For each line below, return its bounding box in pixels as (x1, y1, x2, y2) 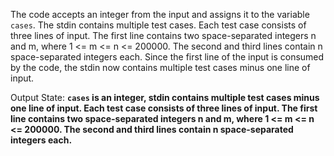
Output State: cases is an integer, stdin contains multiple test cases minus (10, 92, 320, 103)
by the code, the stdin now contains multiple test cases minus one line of (10, 62, 311, 73)
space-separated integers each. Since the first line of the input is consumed (10, 51, 325, 63)
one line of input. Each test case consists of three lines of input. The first (10, 102, 318, 114)
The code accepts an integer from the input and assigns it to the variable (10, 9, 310, 20)
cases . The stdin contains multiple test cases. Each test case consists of (10, 19, 307, 31)
